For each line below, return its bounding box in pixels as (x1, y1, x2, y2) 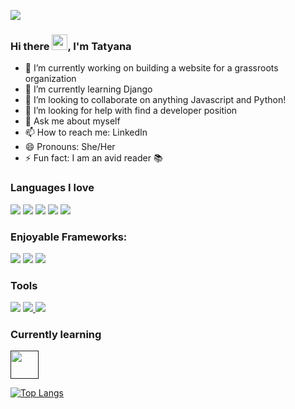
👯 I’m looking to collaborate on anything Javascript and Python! (24, 94, 287, 106)
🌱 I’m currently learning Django (24, 83, 153, 95)
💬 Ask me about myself (24, 115, 121, 127)
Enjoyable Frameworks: (10, 230, 128, 244)
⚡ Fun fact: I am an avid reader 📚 (24, 152, 163, 164)
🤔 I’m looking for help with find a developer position (24, 105, 238, 117)
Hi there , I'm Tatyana (10, 39, 132, 53)
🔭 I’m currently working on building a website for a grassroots (24, 62, 279, 74)
